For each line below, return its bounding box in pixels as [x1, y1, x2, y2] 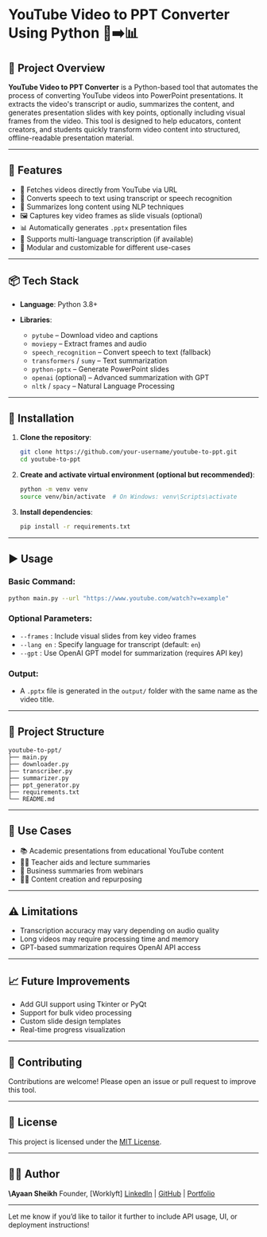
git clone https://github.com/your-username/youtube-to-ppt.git [19, 448, 238, 456]
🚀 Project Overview [8, 61, 106, 75]
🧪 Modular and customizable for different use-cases [19, 242, 191, 252]
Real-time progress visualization [19, 1025, 126, 1035]
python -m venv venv [19, 485, 88, 493]
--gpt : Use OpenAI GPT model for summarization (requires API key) [19, 648, 244, 658]
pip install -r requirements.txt [19, 522, 131, 531]
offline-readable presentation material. [8, 133, 135, 143]
